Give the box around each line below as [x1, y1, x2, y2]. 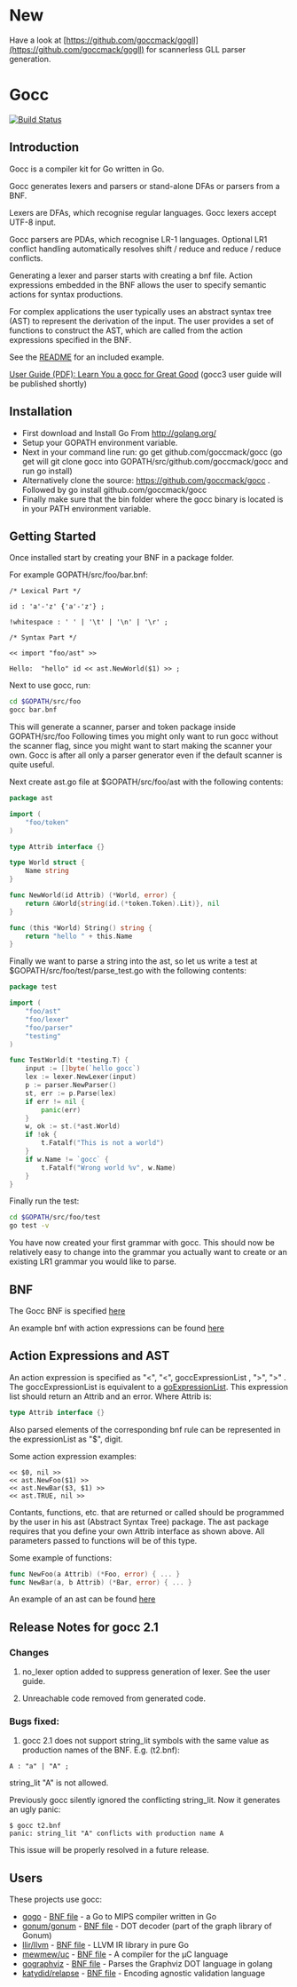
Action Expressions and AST [9, 1348, 170, 1363]
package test [9, 982, 58, 991]
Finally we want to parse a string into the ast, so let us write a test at [9, 956, 258, 966]
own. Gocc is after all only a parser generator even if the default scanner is [9, 750, 283, 760]
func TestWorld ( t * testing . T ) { [9, 1056, 129, 1065]
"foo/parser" [25, 1023, 74, 1032]
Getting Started [9, 529, 97, 544]
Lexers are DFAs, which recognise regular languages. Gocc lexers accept [9, 207, 277, 218]
